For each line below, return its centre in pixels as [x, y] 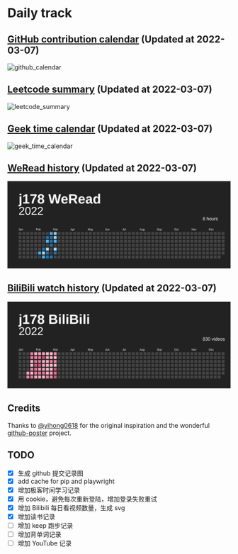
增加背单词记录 [39, 535]
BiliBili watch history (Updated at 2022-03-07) [112, 288]
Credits [24, 408]
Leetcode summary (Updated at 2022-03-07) [110, 90]
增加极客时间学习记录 [49, 490]
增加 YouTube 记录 [45, 543]
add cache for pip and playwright [66, 481]
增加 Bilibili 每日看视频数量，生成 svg [71, 507]
